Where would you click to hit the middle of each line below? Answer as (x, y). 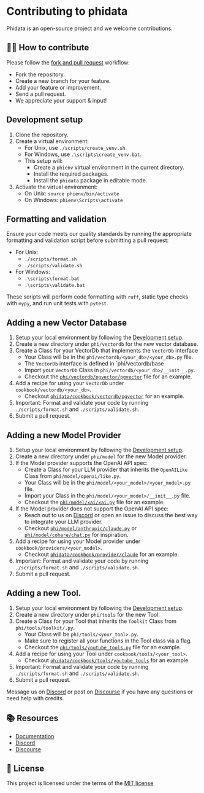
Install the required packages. (71, 174)
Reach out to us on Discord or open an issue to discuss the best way (111, 515)
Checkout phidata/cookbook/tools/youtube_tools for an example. (107, 660)
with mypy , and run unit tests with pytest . (57, 303)
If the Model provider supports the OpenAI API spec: (81, 463)
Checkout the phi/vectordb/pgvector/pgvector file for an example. (108, 377)
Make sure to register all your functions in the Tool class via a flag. (108, 641)
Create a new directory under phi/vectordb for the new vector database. (107, 344)
